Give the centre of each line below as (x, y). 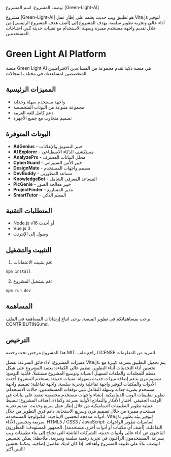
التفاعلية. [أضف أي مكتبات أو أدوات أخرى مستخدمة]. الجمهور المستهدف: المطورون (84, 427)
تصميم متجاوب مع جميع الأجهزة (42, 118)
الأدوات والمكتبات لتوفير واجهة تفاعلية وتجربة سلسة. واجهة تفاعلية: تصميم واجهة (81, 384)
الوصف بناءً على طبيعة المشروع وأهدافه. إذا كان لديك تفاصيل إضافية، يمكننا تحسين (83, 443)
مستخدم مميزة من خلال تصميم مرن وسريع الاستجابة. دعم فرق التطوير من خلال (81, 411)
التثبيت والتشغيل (28, 250)
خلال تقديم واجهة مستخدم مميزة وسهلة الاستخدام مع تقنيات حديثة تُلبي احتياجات (81, 28)
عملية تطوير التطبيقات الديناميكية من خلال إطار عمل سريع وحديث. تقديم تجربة (79, 405)
